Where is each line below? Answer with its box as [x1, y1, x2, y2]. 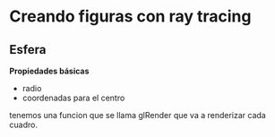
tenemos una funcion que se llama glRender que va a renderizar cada [9, 110, 266, 120]
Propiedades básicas [9, 65, 90, 76]
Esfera [9, 42, 47, 57]
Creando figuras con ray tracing [9, 6, 252, 27]
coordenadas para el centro [21, 92, 125, 103]
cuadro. [9, 119, 39, 130]
